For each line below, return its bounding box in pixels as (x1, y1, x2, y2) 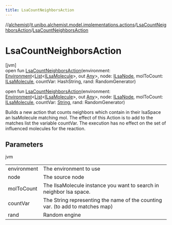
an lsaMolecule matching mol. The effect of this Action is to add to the (5, 114, 154, 120)
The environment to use (43, 165, 101, 172)
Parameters (5, 140, 44, 149)
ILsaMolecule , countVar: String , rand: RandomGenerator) (5, 99, 125, 105)
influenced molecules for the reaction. (5, 125, 86, 131)
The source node (43, 174, 84, 181)
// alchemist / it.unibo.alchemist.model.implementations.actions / (5, 22, 137, 28)
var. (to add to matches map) (43, 203, 113, 210)
